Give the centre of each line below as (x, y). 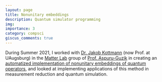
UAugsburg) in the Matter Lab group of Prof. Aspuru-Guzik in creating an (81, 58)
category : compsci (25, 33)
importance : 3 (20, 29)
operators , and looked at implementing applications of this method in (77, 68)
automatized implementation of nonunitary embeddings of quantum (76, 63)
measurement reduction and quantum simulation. (56, 74)
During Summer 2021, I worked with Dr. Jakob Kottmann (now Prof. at (78, 52)
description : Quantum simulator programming (53, 19)
